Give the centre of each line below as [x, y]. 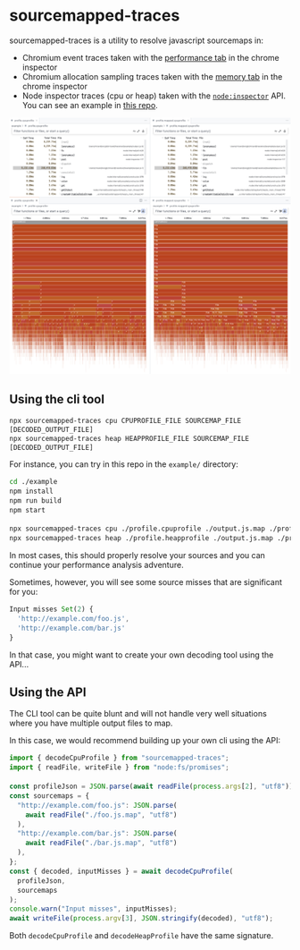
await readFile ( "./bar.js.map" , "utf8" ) [101, 843]
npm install [31, 491]
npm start [28, 510]
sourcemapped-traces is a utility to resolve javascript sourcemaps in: [136, 40]
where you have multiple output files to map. [91, 723]
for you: [24, 592]
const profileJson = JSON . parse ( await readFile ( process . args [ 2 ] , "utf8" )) [151, 787]
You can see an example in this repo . [90, 105]
